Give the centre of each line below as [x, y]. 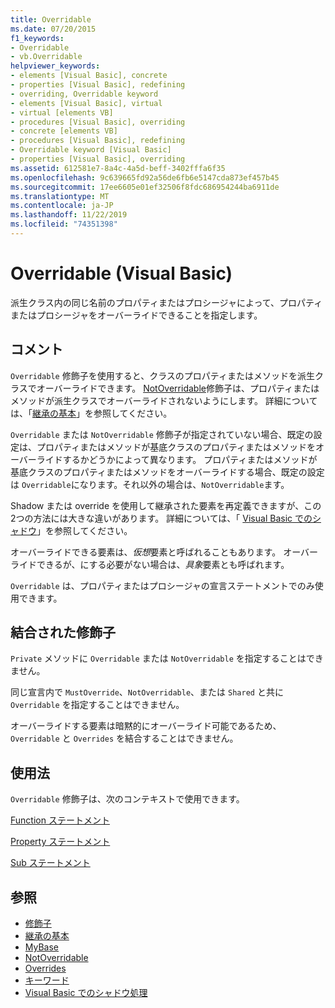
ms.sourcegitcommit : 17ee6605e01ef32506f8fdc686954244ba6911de [145, 187]
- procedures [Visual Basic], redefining [98, 141]
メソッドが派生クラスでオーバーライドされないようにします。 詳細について [164, 400]
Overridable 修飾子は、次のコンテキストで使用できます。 [127, 799]
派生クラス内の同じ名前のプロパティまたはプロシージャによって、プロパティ [166, 302]
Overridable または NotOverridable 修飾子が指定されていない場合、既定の [162, 434]
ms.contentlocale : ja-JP [62, 206]
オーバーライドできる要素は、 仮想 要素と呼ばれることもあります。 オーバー [164, 552]
